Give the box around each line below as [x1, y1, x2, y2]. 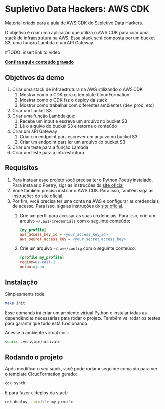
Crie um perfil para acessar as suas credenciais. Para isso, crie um [19, 212, 155, 218]
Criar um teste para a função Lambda [12, 144, 89, 150]
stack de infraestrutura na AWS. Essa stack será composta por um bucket [5, 35, 155, 41]
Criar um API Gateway [12, 128, 58, 134]
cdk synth [5, 381, 26, 386]
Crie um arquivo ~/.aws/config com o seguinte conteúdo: [19, 245, 136, 251]
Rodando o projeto [5, 353, 63, 361]
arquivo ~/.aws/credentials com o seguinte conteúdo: [19, 218, 131, 224]
